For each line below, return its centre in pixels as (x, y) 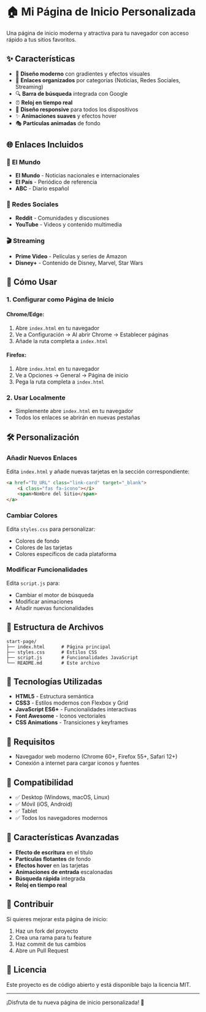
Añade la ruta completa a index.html (62, 341)
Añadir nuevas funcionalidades (54, 608)
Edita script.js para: (33, 583)
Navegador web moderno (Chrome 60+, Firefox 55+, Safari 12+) (96, 757)
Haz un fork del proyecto (47, 931)
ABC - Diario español (42, 188)
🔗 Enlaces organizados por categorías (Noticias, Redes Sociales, (98, 80)
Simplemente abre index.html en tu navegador (74, 411)
